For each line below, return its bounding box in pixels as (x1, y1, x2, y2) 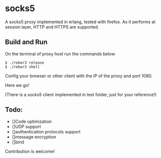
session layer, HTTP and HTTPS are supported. (5, 24, 99, 29)
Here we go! (5, 82, 30, 88)
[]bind (12, 139, 24, 145)
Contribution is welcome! (5, 148, 55, 154)
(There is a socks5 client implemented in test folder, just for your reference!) (5, 91, 157, 97)
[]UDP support (12, 124, 41, 129)
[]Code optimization (12, 118, 52, 124)
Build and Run (5, 38, 47, 46)
